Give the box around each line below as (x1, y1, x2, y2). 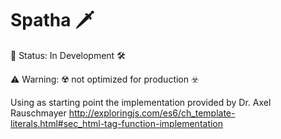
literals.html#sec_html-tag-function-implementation (10, 117, 224, 129)
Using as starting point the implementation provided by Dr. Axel (10, 96, 272, 108)
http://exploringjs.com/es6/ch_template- (68, 107, 236, 119)
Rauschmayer (10, 107, 67, 119)
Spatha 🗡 (10, 9, 95, 32)
